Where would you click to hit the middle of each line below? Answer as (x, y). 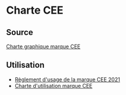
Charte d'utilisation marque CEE (54, 85)
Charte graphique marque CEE (43, 46)
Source (20, 32)
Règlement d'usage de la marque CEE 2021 (67, 79)
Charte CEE (35, 10)
